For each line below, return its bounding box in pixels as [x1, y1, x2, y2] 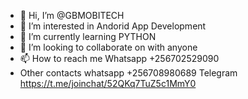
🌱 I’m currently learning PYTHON [19, 31, 157, 42]
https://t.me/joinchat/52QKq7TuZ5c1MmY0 [19, 78, 197, 89]
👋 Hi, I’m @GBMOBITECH [19, 10, 125, 21]
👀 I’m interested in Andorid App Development [19, 20, 207, 32]
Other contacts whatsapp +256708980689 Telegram [19, 67, 238, 79]
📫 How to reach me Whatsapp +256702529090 [19, 53, 220, 64]
